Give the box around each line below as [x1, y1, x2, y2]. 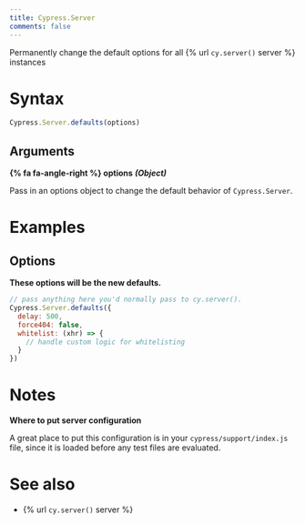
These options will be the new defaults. [9, 277, 162, 288]
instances [9, 56, 46, 67]
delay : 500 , [17, 311, 64, 321]
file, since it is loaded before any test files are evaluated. [9, 442, 221, 453]
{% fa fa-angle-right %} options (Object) [9, 167, 167, 178]
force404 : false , [17, 320, 84, 329]
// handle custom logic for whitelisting [25, 338, 185, 347]
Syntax [9, 88, 65, 109]
